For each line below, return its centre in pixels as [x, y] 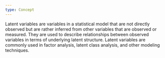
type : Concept [20, 10]
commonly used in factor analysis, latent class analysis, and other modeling [82, 45]
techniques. [17, 50]
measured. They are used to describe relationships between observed [77, 34]
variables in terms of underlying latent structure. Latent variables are [75, 40]
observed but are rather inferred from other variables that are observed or [81, 29]
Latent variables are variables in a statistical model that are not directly [78, 24]
